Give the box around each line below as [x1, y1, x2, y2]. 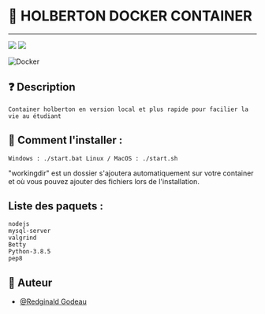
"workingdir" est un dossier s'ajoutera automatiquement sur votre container [8, 168, 254, 178]
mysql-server [8, 227, 51, 235]
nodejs [8, 220, 30, 228]
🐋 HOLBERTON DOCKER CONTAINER [8, 7, 252, 25]
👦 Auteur [8, 275, 53, 290]
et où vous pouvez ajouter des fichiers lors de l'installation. [8, 176, 200, 186]
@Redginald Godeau [19, 297, 87, 306]
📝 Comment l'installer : [8, 134, 123, 147]
